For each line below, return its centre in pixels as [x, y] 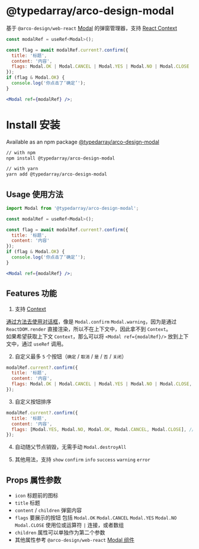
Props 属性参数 [34, 480]
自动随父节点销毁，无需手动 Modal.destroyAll [70, 447]
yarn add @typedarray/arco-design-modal [57, 174]
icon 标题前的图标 [36, 496]
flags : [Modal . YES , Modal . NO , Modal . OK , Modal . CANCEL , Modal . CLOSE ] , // [103, 429]
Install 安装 [33, 125]
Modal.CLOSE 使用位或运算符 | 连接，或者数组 [69, 525]
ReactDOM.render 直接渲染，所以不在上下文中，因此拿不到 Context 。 [89, 329]
